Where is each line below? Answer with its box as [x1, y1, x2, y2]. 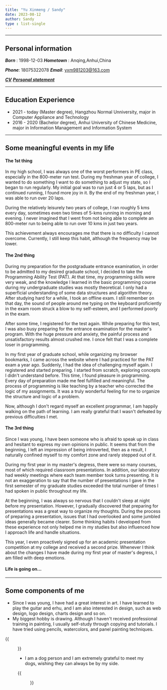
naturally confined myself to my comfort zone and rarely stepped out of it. [5, 452, 157, 458]
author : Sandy [5, 16, 35, 21]
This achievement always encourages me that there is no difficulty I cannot [5, 230, 159, 236]
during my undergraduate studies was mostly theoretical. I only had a [5, 284, 147, 290]
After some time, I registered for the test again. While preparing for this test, [5, 320, 161, 326]
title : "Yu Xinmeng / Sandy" [5, 7, 66, 12]
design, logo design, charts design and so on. [12, 610, 106, 616]
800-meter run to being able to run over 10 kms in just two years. [5, 221, 138, 227]
